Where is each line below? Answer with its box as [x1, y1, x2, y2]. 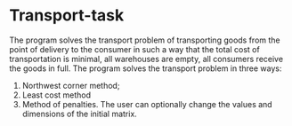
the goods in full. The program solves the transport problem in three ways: [9, 63, 282, 74]
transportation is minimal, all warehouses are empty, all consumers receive [9, 53, 283, 64]
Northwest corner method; [21, 80, 120, 91]
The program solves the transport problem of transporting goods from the [9, 35, 280, 45]
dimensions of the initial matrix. [21, 108, 138, 119]
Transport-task [9, 5, 125, 26]
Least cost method [21, 90, 92, 100]
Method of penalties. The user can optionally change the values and [21, 98, 273, 109]
